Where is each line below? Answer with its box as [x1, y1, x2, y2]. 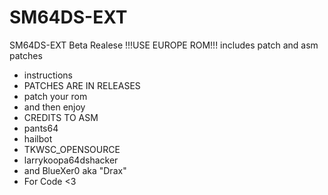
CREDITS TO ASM [23, 111, 99, 123]
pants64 [23, 122, 59, 134]
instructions [23, 69, 74, 81]
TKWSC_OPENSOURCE [23, 143, 121, 155]
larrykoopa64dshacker [23, 154, 119, 166]
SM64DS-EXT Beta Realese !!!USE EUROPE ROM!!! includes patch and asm [9, 39, 319, 51]
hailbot [23, 132, 53, 145]
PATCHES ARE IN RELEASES [23, 79, 141, 91]
